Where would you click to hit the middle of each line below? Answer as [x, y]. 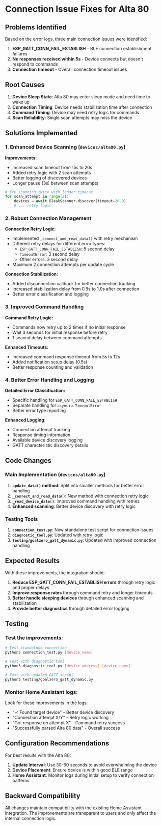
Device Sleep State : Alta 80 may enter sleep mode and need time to [81, 96]
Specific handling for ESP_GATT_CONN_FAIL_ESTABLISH [65, 400]
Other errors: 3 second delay [49, 260]
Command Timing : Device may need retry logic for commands [76, 112]
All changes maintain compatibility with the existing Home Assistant [73, 808]
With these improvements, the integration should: [55, 573]
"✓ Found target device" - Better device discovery [63, 712]
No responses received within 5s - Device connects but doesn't [78, 59]
